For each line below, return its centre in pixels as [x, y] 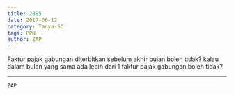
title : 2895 [24, 14]
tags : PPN [22, 33]
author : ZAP [24, 40]
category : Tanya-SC [36, 26]
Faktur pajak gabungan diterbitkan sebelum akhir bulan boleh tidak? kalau [113, 59]
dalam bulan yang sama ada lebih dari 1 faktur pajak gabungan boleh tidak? [115, 67]
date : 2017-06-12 [32, 20]
